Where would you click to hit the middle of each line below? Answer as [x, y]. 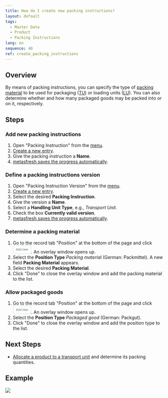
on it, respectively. [25, 104]
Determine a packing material [43, 232]
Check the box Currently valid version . [54, 213]
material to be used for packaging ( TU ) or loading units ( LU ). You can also [83, 93]
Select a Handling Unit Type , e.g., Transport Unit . [65, 208]
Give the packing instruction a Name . [52, 156]
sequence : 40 [19, 48]
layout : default [22, 16]
